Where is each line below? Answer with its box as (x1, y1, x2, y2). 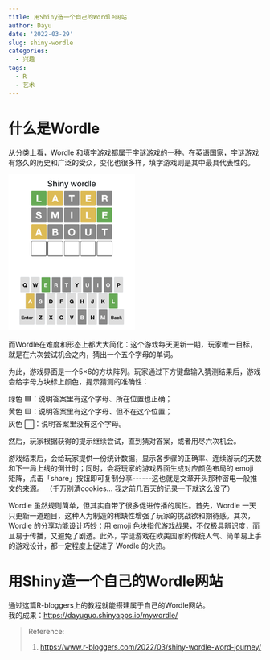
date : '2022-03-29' (8, 30, 74, 38)
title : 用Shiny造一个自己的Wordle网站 (8, 13, 127, 21)
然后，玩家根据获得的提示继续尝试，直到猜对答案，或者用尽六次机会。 (8, 436, 241, 446)
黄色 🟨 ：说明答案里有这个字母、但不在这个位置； (8, 406, 173, 416)
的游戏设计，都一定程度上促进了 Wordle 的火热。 (8, 541, 170, 550)
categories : (8, 47, 48, 56)
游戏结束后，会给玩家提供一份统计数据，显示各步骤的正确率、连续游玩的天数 (8, 453, 262, 463)
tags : (8, 64, 27, 73)
